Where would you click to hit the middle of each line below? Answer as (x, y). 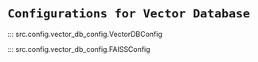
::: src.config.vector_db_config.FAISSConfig (79, 49)
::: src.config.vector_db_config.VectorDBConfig (85, 34)
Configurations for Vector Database (129, 14)
